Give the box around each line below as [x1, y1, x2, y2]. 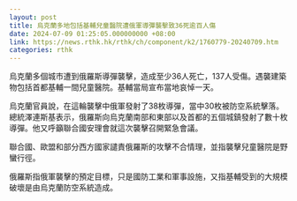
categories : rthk [9, 46, 73, 55]
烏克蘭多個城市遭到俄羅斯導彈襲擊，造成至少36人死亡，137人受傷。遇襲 [9, 71, 271, 82]
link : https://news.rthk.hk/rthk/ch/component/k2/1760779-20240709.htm [9, 37, 278, 47]
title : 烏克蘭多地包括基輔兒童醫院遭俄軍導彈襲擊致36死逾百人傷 [9, 21, 217, 30]
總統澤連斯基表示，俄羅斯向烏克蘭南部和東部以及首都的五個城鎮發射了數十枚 [9, 112, 288, 123]
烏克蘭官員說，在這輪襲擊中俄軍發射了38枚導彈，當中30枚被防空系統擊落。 [9, 100, 285, 111]
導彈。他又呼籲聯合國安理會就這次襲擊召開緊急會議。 [9, 123, 203, 133]
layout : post [9, 12, 57, 22]
